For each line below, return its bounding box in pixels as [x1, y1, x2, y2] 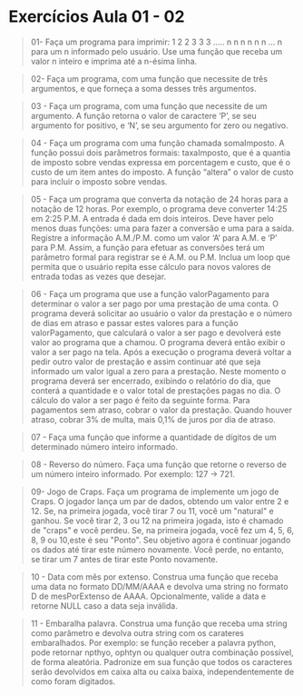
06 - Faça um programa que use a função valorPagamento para [30, 288, 269, 299]
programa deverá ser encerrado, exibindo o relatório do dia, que [30, 375, 271, 386]
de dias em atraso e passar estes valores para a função [30, 317, 239, 328]
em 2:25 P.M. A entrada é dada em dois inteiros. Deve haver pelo [30, 213, 274, 224]
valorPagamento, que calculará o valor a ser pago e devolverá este [30, 327, 282, 338]
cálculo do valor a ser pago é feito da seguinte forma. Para [30, 394, 250, 405]
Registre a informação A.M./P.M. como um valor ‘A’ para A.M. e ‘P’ [30, 232, 278, 243]
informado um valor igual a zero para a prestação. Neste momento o [30, 365, 287, 376]
